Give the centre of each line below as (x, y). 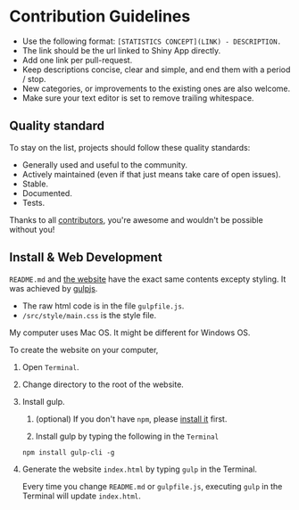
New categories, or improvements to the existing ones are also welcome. (156, 88)
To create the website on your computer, (84, 350)
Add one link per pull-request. (77, 60)
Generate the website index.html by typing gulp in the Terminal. (139, 469)
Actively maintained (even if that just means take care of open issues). (151, 174)
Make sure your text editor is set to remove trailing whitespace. (138, 98)
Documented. (47, 193)
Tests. (33, 202)
